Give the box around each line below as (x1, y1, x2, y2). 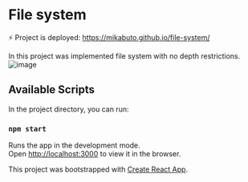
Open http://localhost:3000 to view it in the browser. (8, 149, 181, 159)
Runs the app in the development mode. (8, 140, 140, 150)
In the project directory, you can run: (8, 104, 129, 114)
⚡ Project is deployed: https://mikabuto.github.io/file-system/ (8, 32, 210, 42)
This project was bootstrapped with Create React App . (8, 164, 189, 174)
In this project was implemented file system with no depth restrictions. (8, 51, 241, 61)
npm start (8, 124, 47, 133)
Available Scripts (8, 83, 95, 97)
